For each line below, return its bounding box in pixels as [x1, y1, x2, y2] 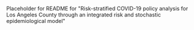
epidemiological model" [6, 18, 65, 24]
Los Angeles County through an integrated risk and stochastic [6, 11, 161, 18]
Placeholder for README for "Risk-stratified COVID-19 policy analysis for [6, 5, 189, 12]
